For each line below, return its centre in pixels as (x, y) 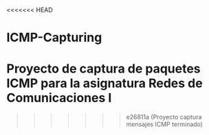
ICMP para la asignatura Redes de (105, 83)
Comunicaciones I (59, 98)
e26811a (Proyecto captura (164, 117)
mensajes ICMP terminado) (165, 124)
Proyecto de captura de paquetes (103, 69)
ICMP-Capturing (54, 38)
